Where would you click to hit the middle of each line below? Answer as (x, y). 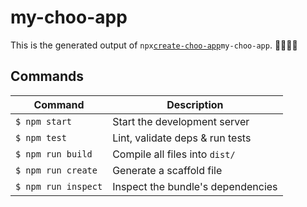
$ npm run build (54, 154)
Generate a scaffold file (167, 170)
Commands (47, 76)
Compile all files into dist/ (174, 154)
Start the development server (181, 121)
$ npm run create (56, 170)
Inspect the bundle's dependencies (195, 186)
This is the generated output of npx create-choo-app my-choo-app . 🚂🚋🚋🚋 (154, 45)
